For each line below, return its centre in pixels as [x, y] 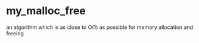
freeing [15, 33]
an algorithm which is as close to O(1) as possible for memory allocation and [100, 27]
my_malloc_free [46, 11]
